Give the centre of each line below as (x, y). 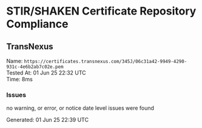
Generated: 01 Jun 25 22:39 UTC (48, 120)
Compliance (37, 24)
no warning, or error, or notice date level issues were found (80, 108)
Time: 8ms (20, 79)
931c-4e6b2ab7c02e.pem (35, 67)
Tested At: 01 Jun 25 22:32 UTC (46, 73)
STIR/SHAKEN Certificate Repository (101, 11)
